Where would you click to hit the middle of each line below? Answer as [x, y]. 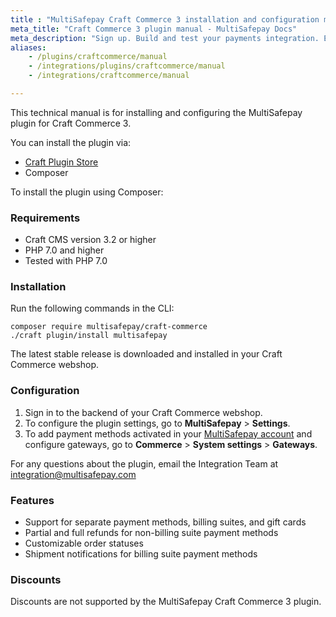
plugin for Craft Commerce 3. [71, 123]
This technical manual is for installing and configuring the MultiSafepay [156, 112]
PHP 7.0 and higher [64, 250]
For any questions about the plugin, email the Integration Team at [144, 463]
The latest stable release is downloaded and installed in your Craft [146, 354]
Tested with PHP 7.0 [66, 261]
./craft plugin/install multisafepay [89, 336]
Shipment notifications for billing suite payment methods [141, 554]
